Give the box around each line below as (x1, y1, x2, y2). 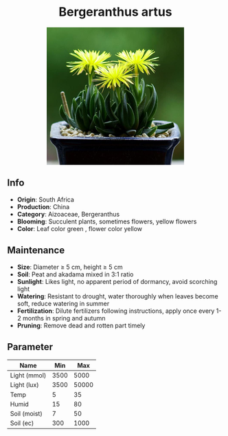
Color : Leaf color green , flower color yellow (16, 224, 143, 232)
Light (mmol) (10, 371, 47, 380)
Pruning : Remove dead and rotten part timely (16, 321, 146, 329)
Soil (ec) (10, 419, 34, 427)
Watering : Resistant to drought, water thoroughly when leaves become (16, 292, 218, 300)
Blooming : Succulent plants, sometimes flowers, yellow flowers (16, 217, 197, 226)
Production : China (16, 202, 70, 210)
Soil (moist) (10, 410, 43, 418)
